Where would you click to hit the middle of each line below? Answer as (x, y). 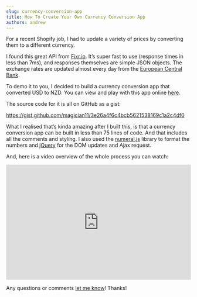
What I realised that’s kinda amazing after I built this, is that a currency (91, 127)
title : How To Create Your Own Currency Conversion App (76, 17)
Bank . (13, 75)
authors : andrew (26, 22)
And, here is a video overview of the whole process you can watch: (87, 157)
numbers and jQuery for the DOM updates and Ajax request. (79, 145)
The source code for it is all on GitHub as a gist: (64, 104)
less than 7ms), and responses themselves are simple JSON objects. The (94, 63)
